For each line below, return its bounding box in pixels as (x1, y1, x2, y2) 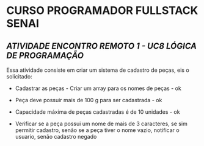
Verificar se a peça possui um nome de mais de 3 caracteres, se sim (15, 120, 188, 127)
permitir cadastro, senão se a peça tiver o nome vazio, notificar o (15, 127, 180, 134)
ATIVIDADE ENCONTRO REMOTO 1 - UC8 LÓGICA (6, 41, 197, 51)
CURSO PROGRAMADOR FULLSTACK (6, 4, 199, 18)
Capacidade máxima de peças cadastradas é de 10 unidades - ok (15, 108, 180, 116)
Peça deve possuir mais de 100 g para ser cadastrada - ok (15, 97, 162, 103)
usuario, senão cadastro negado (15, 133, 97, 140)
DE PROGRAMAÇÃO (6, 50, 84, 61)
